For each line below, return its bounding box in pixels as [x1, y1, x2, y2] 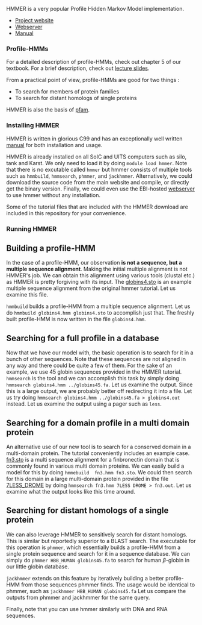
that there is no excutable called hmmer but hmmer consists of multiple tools [6, 166, 192, 173]
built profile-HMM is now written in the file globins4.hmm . [6, 316, 146, 323]
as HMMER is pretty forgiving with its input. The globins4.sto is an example [6, 278, 192, 286]
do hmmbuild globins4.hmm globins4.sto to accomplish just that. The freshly [6, 309, 195, 316]
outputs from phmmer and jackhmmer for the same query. [6, 594, 150, 601]
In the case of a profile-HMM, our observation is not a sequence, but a [6, 259, 182, 266]
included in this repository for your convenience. [6, 209, 127, 216]
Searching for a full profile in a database [6, 333, 159, 343]
